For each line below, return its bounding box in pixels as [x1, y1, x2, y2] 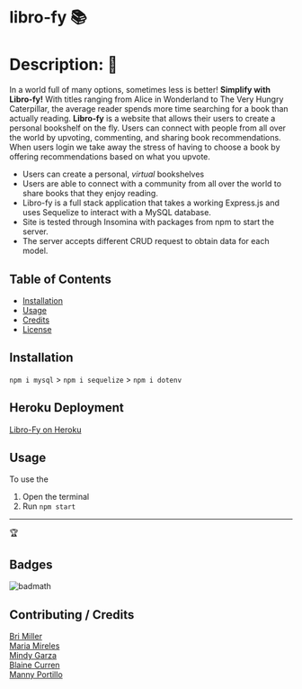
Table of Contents [9, 271, 112, 286]
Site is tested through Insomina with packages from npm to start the [22, 217, 274, 228]
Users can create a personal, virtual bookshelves [22, 168, 205, 180]
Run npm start [22, 501, 76, 512]
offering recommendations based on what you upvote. [9, 151, 211, 162]
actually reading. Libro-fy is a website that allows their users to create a [9, 113, 276, 124]
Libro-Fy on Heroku [9, 424, 82, 435]
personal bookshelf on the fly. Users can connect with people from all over [9, 122, 286, 133]
